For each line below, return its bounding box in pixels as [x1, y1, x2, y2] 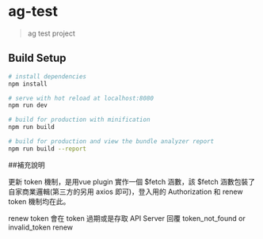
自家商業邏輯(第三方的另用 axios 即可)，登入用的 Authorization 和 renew [8, 187, 243, 196]
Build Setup [8, 51, 67, 65]
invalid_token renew [8, 222, 74, 232]
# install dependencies [8, 72, 87, 81]
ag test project [27, 28, 75, 38]
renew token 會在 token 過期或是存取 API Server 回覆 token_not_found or [8, 213, 246, 223]
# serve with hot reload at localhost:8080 [8, 94, 154, 102]
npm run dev [8, 101, 48, 109]
